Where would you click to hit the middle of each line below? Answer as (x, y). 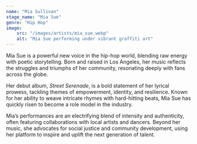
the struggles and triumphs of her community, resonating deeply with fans (96, 68)
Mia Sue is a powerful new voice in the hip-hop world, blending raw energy (97, 56)
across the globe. (27, 74)
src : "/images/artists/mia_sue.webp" (63, 34)
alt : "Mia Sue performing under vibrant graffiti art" (85, 39)
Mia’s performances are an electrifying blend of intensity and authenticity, (95, 116)
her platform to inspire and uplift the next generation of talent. (81, 135)
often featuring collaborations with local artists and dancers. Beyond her (93, 122)
